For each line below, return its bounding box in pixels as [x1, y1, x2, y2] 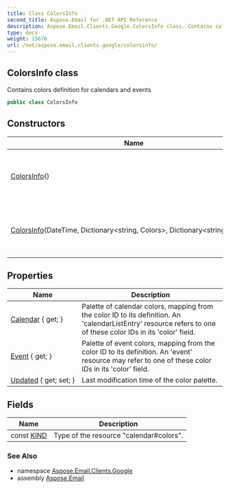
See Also [7, 451, 38, 461]
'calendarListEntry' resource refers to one [81, 319, 216, 329]
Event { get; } [10, 351, 53, 361]
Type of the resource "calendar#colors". [53, 431, 183, 440]
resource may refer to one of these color [81, 356, 212, 366]
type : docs [7, 29, 38, 36]
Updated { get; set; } [10, 375, 75, 385]
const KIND [10, 431, 47, 440]
